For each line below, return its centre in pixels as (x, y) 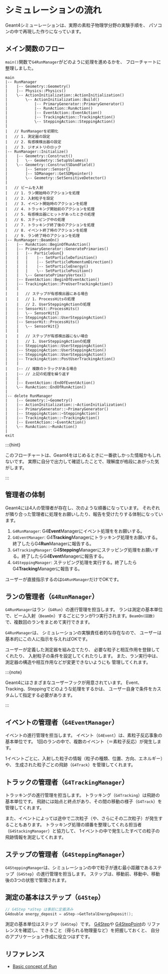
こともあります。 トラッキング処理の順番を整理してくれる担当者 (75, 824)
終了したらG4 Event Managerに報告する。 (64, 556)
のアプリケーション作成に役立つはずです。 (49, 937)
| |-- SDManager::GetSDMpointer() (49, 174)
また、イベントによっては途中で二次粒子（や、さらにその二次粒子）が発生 (82, 818)
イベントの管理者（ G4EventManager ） (62, 722)
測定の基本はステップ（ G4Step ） (55, 897)
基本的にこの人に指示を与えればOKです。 (48, 639)
